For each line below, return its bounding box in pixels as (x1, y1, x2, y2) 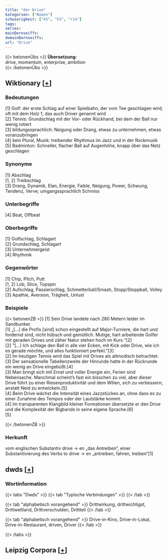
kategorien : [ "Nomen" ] (5, 12, 53, 17)
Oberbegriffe (5, 224, 38, 231)
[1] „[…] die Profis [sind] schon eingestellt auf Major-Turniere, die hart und (5, 326, 158, 332)
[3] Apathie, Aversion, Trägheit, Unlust (5, 292, 84, 298)
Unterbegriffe (5, 200, 39, 207)
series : (5, 26, 22, 31)
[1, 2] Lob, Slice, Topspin (5, 281, 56, 287)
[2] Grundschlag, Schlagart (5, 241, 62, 247)
